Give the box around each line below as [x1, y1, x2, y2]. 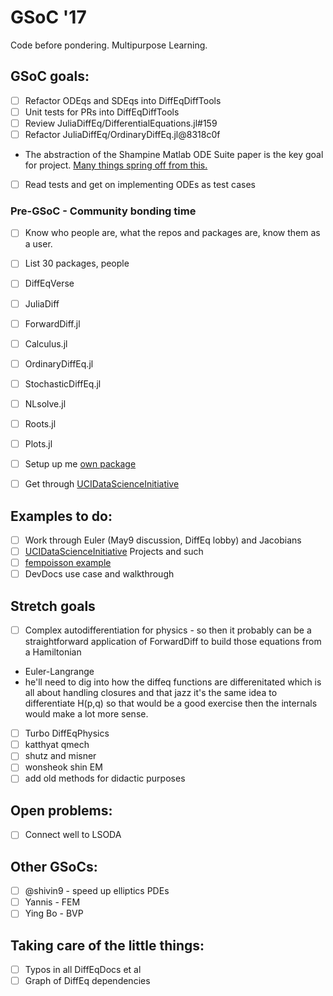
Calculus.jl [24, 337, 68, 350]
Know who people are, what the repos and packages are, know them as [24, 227, 321, 239]
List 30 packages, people [24, 257, 130, 270]
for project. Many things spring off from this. [24, 159, 208, 171]
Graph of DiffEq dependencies [24, 975, 151, 987]
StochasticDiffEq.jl [24, 377, 102, 390]
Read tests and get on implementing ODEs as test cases [24, 179, 256, 190]
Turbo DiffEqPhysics [24, 727, 110, 740]
